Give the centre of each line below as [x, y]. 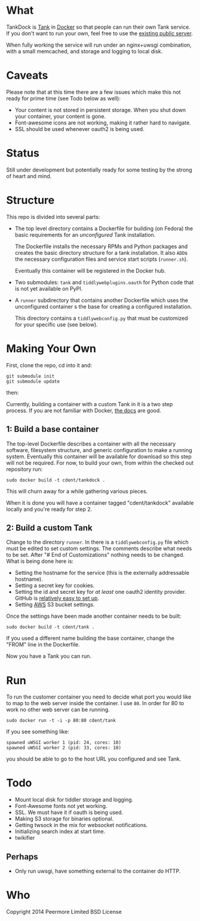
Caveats [27, 76]
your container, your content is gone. [60, 116]
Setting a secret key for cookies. [55, 585]
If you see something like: [38, 732]
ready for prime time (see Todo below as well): [64, 98]
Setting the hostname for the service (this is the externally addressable [102, 573]
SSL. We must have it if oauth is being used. [69, 812]
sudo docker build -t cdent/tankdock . [56, 480]
